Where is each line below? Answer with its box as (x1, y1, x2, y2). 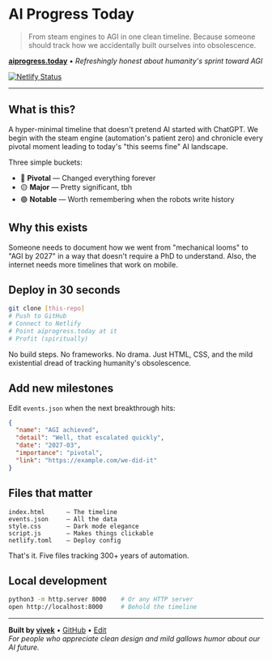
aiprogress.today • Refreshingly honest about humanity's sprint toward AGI (8, 56, 263, 66)
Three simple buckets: (8, 157, 83, 167)
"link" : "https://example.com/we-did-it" (15, 456, 158, 465)
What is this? (8, 103, 76, 117)
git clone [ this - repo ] (8, 305, 85, 313)
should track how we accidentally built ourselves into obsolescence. (28, 40, 257, 49)
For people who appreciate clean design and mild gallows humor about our (8, 634, 261, 644)
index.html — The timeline (8, 508, 117, 516)
